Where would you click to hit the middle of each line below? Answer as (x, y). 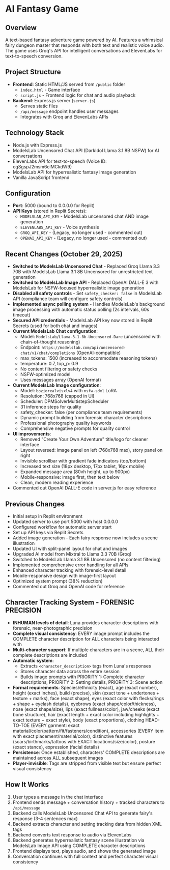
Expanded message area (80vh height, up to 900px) (75, 472)
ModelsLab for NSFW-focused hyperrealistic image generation (78, 288)
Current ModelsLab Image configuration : (56, 385)
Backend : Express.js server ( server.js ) (54, 100)
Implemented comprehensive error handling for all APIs (70, 565)
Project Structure (33, 72)
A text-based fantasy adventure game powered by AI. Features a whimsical (84, 40)
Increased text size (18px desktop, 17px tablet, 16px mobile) (82, 467)
